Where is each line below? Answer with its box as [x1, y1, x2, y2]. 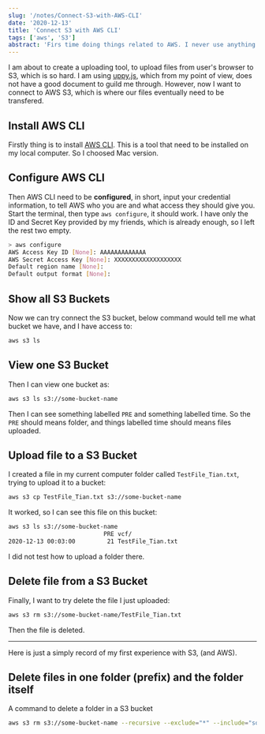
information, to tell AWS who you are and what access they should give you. [8, 200, 256, 210]
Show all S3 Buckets [8, 292, 110, 305]
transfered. [8, 96, 45, 106]
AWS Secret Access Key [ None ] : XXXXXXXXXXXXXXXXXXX [8, 256, 181, 264]
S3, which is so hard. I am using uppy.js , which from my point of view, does [8, 71, 252, 81]
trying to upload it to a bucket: [8, 478, 106, 488]
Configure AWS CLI [8, 171, 105, 185]
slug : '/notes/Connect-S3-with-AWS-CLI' [8, 11, 144, 20]
